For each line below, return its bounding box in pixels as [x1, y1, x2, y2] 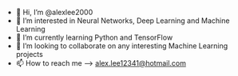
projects [15, 50, 44, 59]
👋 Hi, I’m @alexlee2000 [15, 8, 93, 17]
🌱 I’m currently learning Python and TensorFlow [15, 32, 173, 42]
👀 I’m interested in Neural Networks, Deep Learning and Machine [15, 16, 230, 25]
